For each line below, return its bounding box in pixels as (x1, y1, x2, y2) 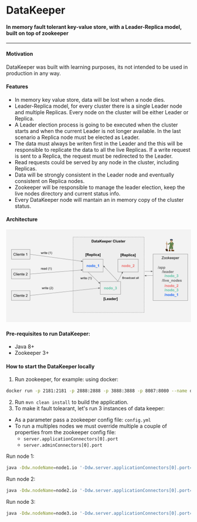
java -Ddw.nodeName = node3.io (6, 510, 77, 517)
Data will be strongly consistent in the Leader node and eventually (14, 171, 175, 178)
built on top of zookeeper (6, 29, 69, 36)
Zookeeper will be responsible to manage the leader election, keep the (14, 184, 185, 191)
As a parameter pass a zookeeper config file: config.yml (14, 416, 151, 424)
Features (6, 83, 28, 90)
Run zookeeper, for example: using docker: (14, 376, 119, 383)
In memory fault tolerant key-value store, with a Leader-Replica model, (6, 23, 182, 30)
